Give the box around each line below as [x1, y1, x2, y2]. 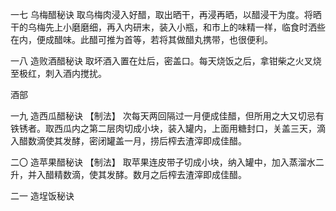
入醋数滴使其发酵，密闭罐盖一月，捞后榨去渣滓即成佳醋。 [10, 135, 247, 147]
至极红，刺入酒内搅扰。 [10, 68, 107, 79]
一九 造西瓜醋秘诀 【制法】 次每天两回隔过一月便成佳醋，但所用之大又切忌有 [10, 110, 325, 122]
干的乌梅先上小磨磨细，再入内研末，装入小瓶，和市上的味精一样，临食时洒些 [10, 21, 326, 33]
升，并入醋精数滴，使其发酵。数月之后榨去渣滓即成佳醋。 [10, 169, 247, 180]
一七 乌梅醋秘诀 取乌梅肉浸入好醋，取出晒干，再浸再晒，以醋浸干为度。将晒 [10, 9, 322, 20]
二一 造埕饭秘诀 [10, 190, 75, 202]
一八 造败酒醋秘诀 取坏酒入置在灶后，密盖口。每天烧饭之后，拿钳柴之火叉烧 [10, 55, 322, 67]
